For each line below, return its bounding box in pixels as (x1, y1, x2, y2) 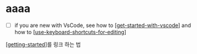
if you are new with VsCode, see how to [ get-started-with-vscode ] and (14, 22, 192, 29)
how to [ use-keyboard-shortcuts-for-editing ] (14, 29, 126, 35)
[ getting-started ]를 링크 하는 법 (5, 41, 81, 48)
